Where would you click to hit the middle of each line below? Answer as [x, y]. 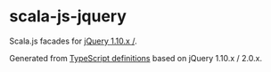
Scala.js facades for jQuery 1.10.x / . [73, 41]
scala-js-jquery [68, 16]
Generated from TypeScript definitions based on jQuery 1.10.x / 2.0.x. [136, 58]
